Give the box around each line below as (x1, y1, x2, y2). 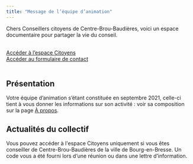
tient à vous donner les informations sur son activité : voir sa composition (6, 101, 185, 108)
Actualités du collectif (6, 124, 89, 134)
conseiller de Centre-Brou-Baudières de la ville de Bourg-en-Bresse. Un (6, 146, 182, 153)
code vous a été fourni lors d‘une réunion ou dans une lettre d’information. (6, 152, 188, 160)
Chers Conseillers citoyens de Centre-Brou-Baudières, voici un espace (6, 25, 179, 32)
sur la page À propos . (6, 107, 59, 114)
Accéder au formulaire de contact (6, 55, 89, 62)
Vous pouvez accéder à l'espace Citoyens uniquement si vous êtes (6, 140, 170, 147)
